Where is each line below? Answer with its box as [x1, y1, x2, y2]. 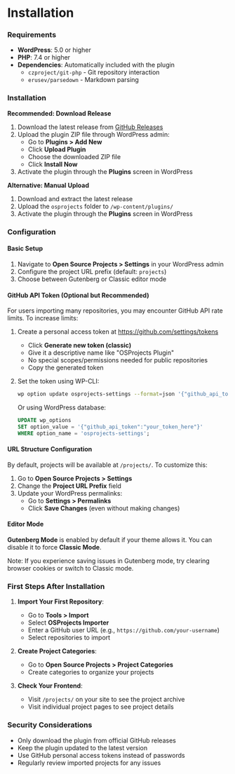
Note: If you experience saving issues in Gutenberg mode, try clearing [7, 557, 210, 565]
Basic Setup [7, 244, 43, 253]
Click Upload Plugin [27, 145, 86, 154]
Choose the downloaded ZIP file [27, 152, 121, 161]
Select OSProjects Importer [27, 618, 109, 627]
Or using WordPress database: [17, 403, 107, 412]
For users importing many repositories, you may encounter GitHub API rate [7, 306, 223, 315]
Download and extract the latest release [17, 194, 133, 203]
